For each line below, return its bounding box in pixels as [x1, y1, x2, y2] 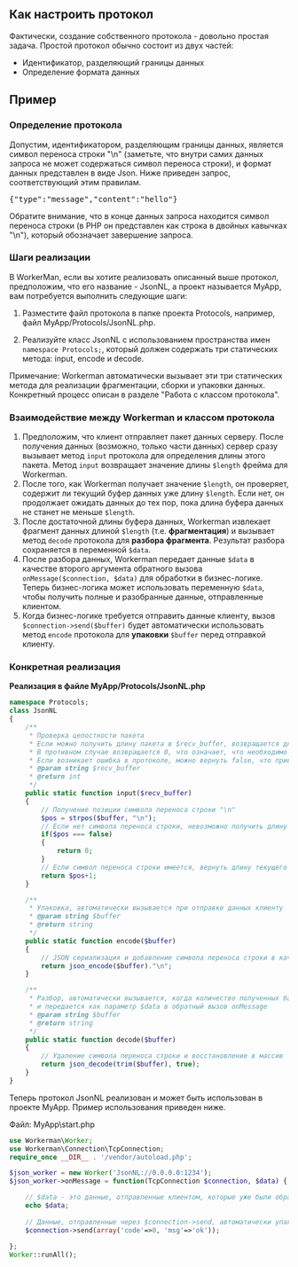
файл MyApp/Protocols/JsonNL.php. [21, 317, 156, 327]
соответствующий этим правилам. [9, 176, 142, 187]
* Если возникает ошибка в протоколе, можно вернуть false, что [28, 755, 272, 765]
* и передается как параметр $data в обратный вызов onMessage [28, 1002, 268, 1012]
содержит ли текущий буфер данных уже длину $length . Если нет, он [21, 488, 285, 499]
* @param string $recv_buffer [28, 764, 141, 773]
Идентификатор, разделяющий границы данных [21, 57, 205, 67]
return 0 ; [56, 847, 93, 856]
